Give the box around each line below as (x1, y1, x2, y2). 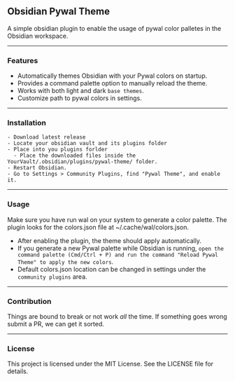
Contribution (7, 296, 52, 306)
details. (7, 367, 29, 375)
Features (7, 55, 38, 65)
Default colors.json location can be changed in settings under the (17, 265, 206, 273)
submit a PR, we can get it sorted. (7, 320, 105, 328)
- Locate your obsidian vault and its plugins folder (7, 140, 168, 147)
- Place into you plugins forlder (7, 146, 108, 153)
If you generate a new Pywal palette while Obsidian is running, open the (17, 244, 224, 252)
